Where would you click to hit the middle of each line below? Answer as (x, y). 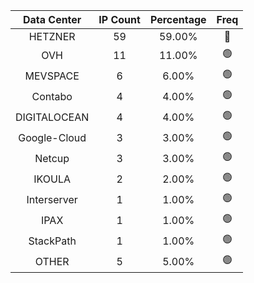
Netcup (52, 158)
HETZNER (52, 36)
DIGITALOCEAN (52, 117)
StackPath (52, 241)
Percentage (178, 19)
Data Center (52, 19)
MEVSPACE (52, 76)
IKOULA (52, 179)
